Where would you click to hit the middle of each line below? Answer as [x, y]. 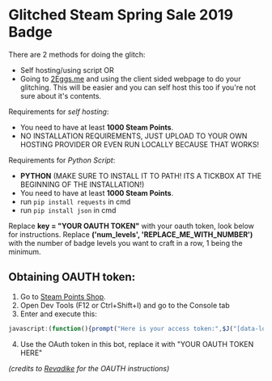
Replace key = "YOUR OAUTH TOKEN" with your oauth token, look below [132, 226]
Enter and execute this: [58, 314]
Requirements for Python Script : [62, 160]
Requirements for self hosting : [59, 112]
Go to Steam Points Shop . [63, 296]
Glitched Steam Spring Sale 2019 [121, 15]
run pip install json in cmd [68, 210]
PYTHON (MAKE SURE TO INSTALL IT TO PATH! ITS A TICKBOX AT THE [140, 176]
